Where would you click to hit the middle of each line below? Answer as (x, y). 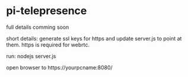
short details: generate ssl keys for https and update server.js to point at (94, 38)
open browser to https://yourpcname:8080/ (59, 67)
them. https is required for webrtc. (48, 45)
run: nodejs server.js (31, 56)
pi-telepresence (47, 11)
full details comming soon (38, 27)
